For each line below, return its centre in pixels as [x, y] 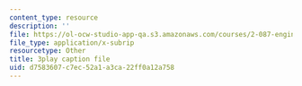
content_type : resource [54, 17]
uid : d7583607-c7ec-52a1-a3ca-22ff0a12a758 [92, 68]
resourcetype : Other [48, 51]
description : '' [40, 26]
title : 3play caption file [60, 59]
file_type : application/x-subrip [72, 43]
